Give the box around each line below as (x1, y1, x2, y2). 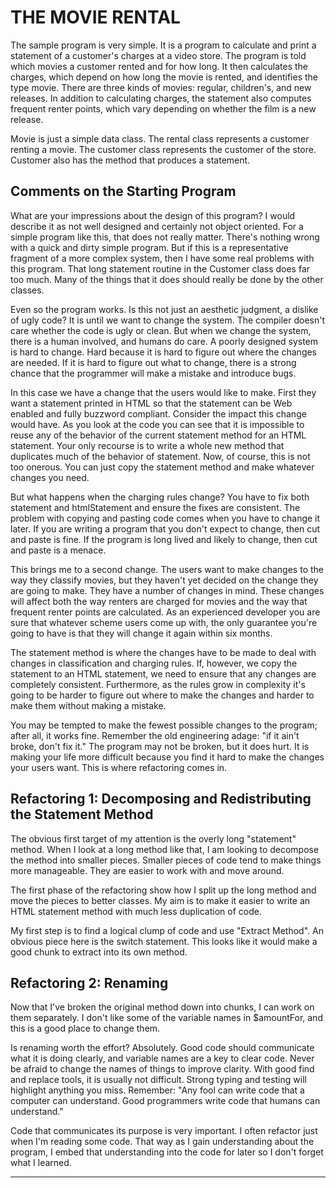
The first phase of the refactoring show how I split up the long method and (10, 884, 317, 896)
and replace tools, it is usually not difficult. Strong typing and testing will (10, 1074, 307, 1086)
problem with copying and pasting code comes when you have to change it (10, 512, 321, 524)
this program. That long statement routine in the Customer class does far (10, 262, 311, 275)
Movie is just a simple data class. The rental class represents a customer (10, 132, 310, 145)
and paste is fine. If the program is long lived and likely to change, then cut (10, 533, 318, 545)
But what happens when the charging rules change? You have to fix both (10, 491, 310, 503)
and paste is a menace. (10, 544, 107, 556)
